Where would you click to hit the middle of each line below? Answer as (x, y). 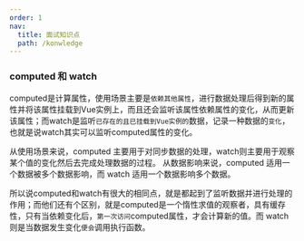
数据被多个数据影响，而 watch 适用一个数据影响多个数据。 (126, 174)
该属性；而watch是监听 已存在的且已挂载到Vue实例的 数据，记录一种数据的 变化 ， (150, 120)
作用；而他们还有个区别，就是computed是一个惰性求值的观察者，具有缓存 (147, 204)
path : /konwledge (50, 43)
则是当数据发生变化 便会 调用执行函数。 (80, 227)
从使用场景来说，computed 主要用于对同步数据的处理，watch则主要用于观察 (152, 151)
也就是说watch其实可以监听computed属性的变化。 (103, 131)
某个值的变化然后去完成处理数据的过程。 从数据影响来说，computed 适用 (146, 162)
